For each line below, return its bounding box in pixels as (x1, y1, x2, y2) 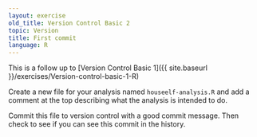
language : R (8, 41, 48, 49)
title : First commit (8, 33, 77, 42)
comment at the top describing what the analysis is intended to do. (8, 96, 228, 105)
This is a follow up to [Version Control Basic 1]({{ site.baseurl (8, 63, 208, 72)
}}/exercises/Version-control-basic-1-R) (8, 72, 140, 81)
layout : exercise (8, 11, 66, 20)
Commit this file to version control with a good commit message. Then (8, 111, 239, 120)
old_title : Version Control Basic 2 (8, 19, 130, 27)
